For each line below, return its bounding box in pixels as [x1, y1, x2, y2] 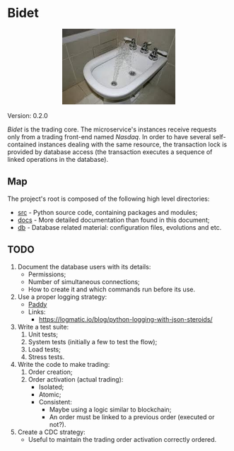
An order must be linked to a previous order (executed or [49, 412, 215, 421]
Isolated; [38, 382, 64, 391]
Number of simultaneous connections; [28, 277, 140, 286]
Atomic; [38, 390, 62, 399]
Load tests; [28, 345, 62, 353]
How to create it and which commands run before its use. [28, 285, 196, 293]
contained [7, 140, 37, 148]
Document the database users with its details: [17, 262, 151, 271]
